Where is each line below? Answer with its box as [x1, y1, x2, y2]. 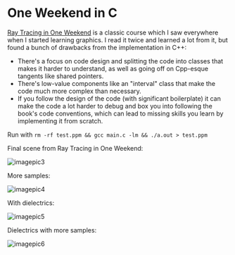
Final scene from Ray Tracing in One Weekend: [7, 144, 144, 152]
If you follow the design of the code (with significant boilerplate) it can [17, 94, 222, 103]
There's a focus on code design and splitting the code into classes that [17, 56, 224, 65]
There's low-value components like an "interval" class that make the [17, 79, 216, 87]
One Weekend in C [7, 5, 118, 21]
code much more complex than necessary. [17, 87, 142, 95]
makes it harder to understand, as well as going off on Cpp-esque [17, 64, 209, 73]
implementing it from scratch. [17, 116, 103, 125]
